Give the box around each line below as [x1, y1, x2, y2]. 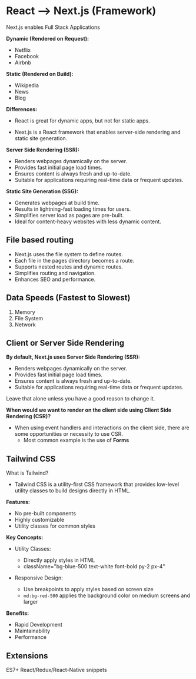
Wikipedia [14, 81, 39, 89]
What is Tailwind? [6, 469, 49, 476]
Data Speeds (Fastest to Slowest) [6, 293, 131, 303]
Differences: [6, 105, 38, 112]
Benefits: [6, 610, 29, 617]
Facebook [14, 52, 39, 59]
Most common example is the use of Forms [23, 437, 129, 444]
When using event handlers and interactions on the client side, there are [14, 424, 190, 431]
